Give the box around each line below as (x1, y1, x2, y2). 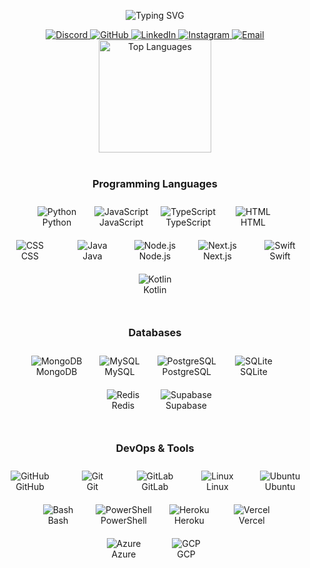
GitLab (141, 480, 169, 492)
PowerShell (100, 514, 147, 526)
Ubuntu (264, 480, 296, 492)
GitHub (15, 480, 45, 492)
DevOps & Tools (115, 441, 195, 455)
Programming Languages (91, 176, 219, 190)
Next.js (203, 250, 232, 262)
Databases (128, 326, 182, 340)
